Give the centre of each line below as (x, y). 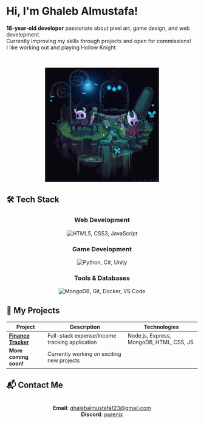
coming (19, 357)
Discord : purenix (102, 414)
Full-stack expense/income (82, 335)
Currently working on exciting (84, 353)
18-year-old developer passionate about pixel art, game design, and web (98, 28)
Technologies (161, 327)
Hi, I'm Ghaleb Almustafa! (72, 11)
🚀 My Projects (33, 311)
